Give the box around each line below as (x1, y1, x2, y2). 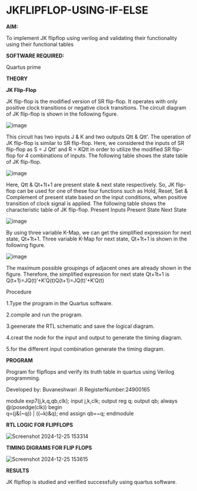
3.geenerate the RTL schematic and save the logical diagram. (6, 322, 155, 329)
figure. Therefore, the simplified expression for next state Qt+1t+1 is (6, 271, 169, 278)
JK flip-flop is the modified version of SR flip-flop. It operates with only (6, 98, 178, 105)
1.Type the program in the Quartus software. (6, 299, 113, 307)
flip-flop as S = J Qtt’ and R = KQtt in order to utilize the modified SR (6, 146, 171, 153)
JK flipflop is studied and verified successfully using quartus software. (6, 478, 178, 485)
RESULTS (6, 467, 29, 474)
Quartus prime (6, 63, 41, 71)
